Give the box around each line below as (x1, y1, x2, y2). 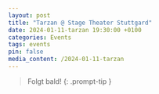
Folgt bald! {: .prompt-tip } (27, 76, 112, 86)
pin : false (8, 48, 44, 56)
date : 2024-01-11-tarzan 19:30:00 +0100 (8, 26, 143, 34)
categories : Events (8, 33, 72, 42)
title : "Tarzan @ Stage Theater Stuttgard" (8, 19, 153, 27)
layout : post (8, 11, 51, 20)
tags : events (8, 41, 51, 49)
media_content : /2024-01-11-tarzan (8, 56, 125, 63)
